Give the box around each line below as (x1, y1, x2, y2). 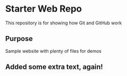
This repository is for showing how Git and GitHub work (5, 20, 122, 26)
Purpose (5, 34, 33, 43)
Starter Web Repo (5, 3, 82, 15)
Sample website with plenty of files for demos (5, 48, 102, 54)
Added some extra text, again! (5, 63, 103, 71)
